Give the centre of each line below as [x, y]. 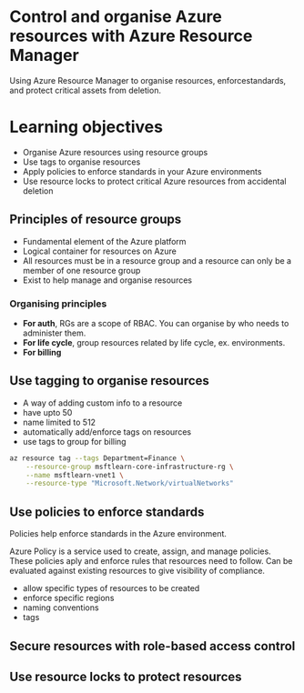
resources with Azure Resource [131, 36]
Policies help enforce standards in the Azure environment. [118, 534]
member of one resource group [81, 270]
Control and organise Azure [116, 17]
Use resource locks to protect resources [126, 676]
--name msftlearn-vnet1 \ [75, 475]
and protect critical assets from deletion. [86, 90]
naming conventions [61, 608]
